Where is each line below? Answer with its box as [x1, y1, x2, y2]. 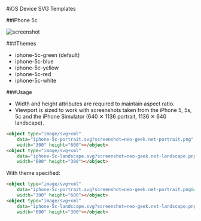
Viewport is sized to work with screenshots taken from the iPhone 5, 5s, [14, 107, 192, 113]
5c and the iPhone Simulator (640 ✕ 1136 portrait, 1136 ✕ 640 [14, 113, 167, 120]
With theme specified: [6, 169, 61, 177]
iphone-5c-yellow [14, 64, 59, 71]
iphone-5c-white [14, 77, 57, 84]
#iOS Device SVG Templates [6, 5, 76, 12]
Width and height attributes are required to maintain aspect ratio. [14, 100, 175, 107]
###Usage [6, 89, 33, 95]
